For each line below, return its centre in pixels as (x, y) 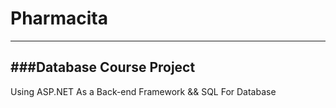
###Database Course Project (103, 67)
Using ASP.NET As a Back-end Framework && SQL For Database (143, 91)
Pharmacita (59, 18)
